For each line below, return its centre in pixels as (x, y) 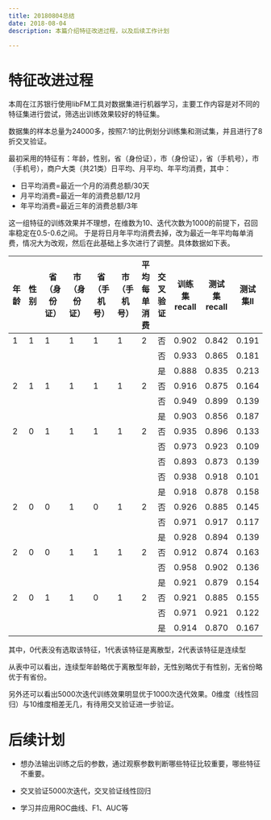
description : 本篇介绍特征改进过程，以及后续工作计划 (89, 31)
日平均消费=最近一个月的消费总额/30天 (85, 185)
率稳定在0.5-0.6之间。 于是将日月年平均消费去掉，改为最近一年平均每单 (127, 233)
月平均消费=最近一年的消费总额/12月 (80, 196)
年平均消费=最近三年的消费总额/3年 (79, 206)
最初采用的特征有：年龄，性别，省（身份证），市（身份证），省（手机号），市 (134, 159)
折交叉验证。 (29, 141)
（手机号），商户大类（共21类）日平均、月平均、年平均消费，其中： (120, 169)
